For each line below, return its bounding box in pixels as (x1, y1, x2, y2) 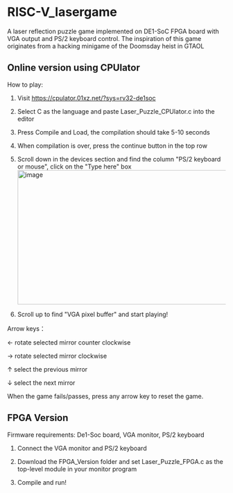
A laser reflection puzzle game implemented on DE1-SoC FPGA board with (7, 27, 220, 35)
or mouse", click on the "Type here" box (17, 162, 132, 171)
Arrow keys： (7, 324, 46, 333)
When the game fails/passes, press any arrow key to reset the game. (7, 392, 204, 400)
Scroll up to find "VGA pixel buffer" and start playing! (17, 310, 169, 318)
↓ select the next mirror (7, 379, 76, 387)
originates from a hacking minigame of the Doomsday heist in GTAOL (7, 42, 205, 50)
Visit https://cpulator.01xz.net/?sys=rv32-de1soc (17, 94, 156, 102)
